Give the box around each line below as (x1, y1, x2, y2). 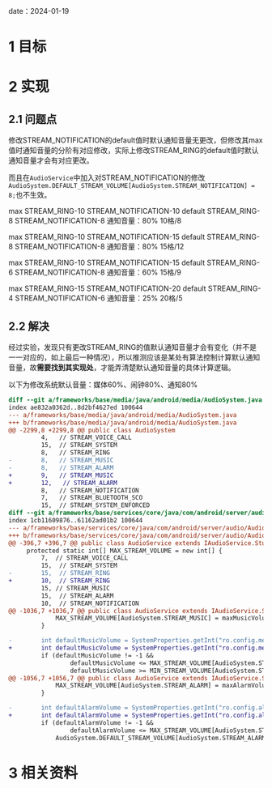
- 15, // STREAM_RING (8, 569, 111, 577)
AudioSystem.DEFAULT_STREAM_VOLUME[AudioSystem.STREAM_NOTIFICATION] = (8, 182, 255, 190)
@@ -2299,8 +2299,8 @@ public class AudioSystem (8, 426, 176, 434)
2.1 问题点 (8, 112, 57, 126)
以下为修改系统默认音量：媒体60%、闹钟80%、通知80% (8, 380, 198, 390)
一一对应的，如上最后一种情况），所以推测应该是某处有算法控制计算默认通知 (8, 352, 261, 362)
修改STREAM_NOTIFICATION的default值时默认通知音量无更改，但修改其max (8, 135, 263, 145)
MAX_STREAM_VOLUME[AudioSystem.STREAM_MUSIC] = (55, 614, 219, 623)
